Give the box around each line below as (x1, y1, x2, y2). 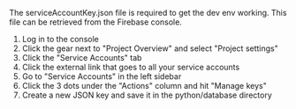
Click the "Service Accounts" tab (21, 53, 142, 62)
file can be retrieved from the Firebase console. (9, 17, 183, 27)
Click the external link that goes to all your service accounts (21, 62, 240, 72)
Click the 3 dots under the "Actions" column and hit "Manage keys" (21, 81, 267, 91)
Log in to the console (21, 34, 99, 44)
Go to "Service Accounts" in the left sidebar (21, 71, 182, 82)
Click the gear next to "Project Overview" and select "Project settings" (21, 43, 278, 54)
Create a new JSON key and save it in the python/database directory (21, 90, 272, 100)
